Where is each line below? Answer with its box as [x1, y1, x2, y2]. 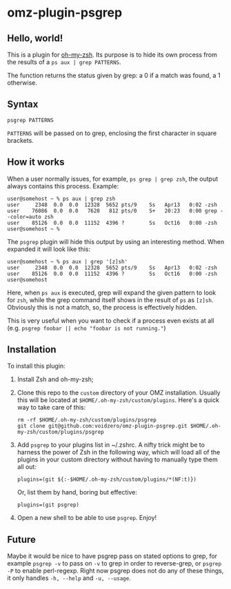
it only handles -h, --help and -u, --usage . [7, 574, 131, 582]
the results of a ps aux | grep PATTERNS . [7, 58, 122, 66]
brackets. [7, 136, 34, 144]
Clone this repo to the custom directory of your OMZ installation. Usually [17, 388, 221, 397]
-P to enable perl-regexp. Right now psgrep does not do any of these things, [7, 567, 224, 575]
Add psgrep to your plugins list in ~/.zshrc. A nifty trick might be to [17, 441, 205, 449]
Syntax [7, 99, 39, 110]
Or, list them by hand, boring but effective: [17, 488, 138, 497]
